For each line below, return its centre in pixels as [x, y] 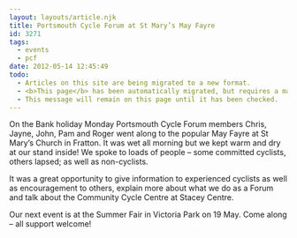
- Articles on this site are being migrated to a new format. [134, 83]
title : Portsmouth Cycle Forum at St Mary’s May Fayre [112, 26]
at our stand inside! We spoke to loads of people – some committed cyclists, [148, 152]
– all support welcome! [50, 224]
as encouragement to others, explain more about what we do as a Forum [141, 188]
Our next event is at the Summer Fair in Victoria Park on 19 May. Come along [148, 215]
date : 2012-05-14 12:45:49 [59, 67]
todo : [19, 75]
